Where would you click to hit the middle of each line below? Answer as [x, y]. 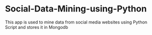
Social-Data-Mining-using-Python [76, 9]
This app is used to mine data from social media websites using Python [76, 22]
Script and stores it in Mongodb [37, 27]
